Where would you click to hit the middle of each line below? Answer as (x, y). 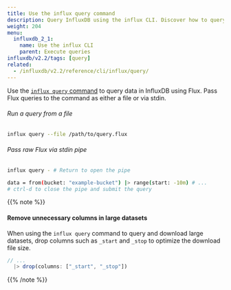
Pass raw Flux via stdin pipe (47, 150)
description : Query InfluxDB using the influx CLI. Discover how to (107, 20)
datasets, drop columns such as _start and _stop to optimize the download (114, 241)
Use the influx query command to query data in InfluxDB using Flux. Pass (112, 91)
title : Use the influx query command (61, 13)
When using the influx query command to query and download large (106, 233)
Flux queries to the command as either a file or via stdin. (87, 98)
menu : (15, 33)
